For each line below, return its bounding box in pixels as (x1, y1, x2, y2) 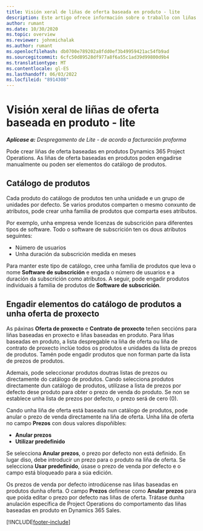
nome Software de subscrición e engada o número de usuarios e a (6, 268, 175, 276)
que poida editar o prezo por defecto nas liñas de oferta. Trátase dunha (6, 493, 185, 501)
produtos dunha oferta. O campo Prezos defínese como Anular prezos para (6, 487, 197, 495)
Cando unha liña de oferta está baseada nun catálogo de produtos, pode (6, 406, 188, 414)
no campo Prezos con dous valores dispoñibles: (6, 419, 127, 426)
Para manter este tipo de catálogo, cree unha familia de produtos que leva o (6, 262, 196, 269)
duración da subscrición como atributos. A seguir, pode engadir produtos (6, 275, 190, 282)
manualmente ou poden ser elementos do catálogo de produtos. (6, 161, 167, 168)
